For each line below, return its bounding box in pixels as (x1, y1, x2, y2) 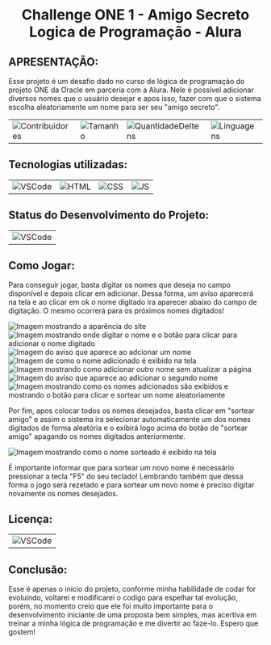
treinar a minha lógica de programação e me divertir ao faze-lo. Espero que (8, 618, 259, 628)
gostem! (8, 627, 36, 637)
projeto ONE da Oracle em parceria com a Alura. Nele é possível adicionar (8, 85, 254, 95)
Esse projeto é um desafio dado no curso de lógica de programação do (8, 77, 245, 86)
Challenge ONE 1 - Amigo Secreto (21, 6, 250, 24)
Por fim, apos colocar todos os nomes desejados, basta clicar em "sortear (8, 406, 256, 415)
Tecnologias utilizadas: (8, 158, 127, 171)
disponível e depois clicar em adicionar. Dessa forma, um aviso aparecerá (8, 289, 254, 298)
